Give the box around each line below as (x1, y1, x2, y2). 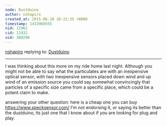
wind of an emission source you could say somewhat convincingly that (5, 79, 150, 85)
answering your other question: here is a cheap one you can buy (5, 99, 138, 105)
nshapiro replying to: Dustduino (5, 48, 70, 55)
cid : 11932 (5, 30, 28, 35)
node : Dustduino (5, 7, 39, 12)
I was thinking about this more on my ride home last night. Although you (5, 63, 153, 69)
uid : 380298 (5, 35, 30, 40)
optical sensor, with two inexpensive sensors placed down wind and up (5, 73, 152, 80)
